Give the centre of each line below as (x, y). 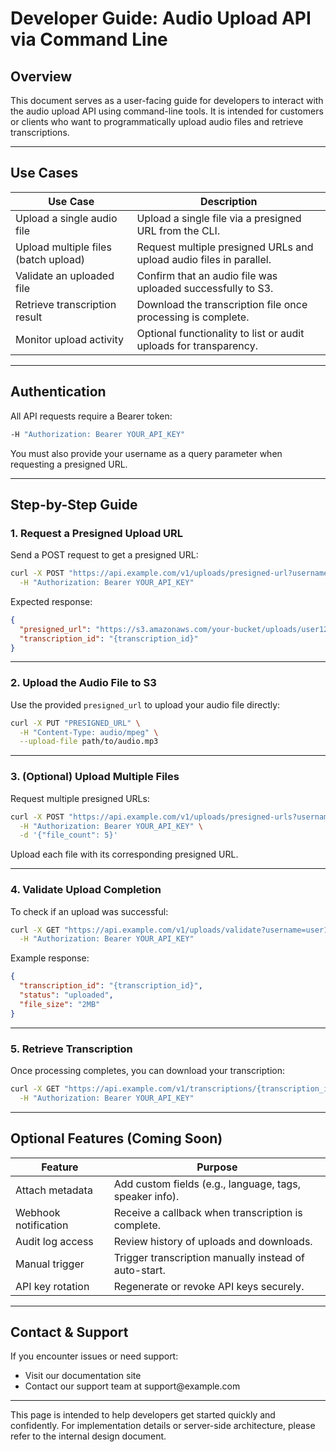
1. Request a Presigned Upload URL (97, 533)
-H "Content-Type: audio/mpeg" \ (89, 732)
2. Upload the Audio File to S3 (83, 683)
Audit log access (54, 1241)
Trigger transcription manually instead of (209, 1257)
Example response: (50, 958)
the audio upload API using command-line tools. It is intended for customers (167, 111)
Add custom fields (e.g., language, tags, (207, 1184)
